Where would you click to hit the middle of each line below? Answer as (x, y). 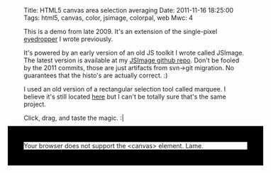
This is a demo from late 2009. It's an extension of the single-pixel (121, 32)
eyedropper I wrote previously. (68, 39)
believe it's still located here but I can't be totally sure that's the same (125, 96)
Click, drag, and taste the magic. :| (74, 118)
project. (35, 104)
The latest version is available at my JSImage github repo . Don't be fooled (132, 60)
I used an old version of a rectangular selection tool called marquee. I (125, 89)
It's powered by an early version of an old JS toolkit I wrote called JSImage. (134, 53)
